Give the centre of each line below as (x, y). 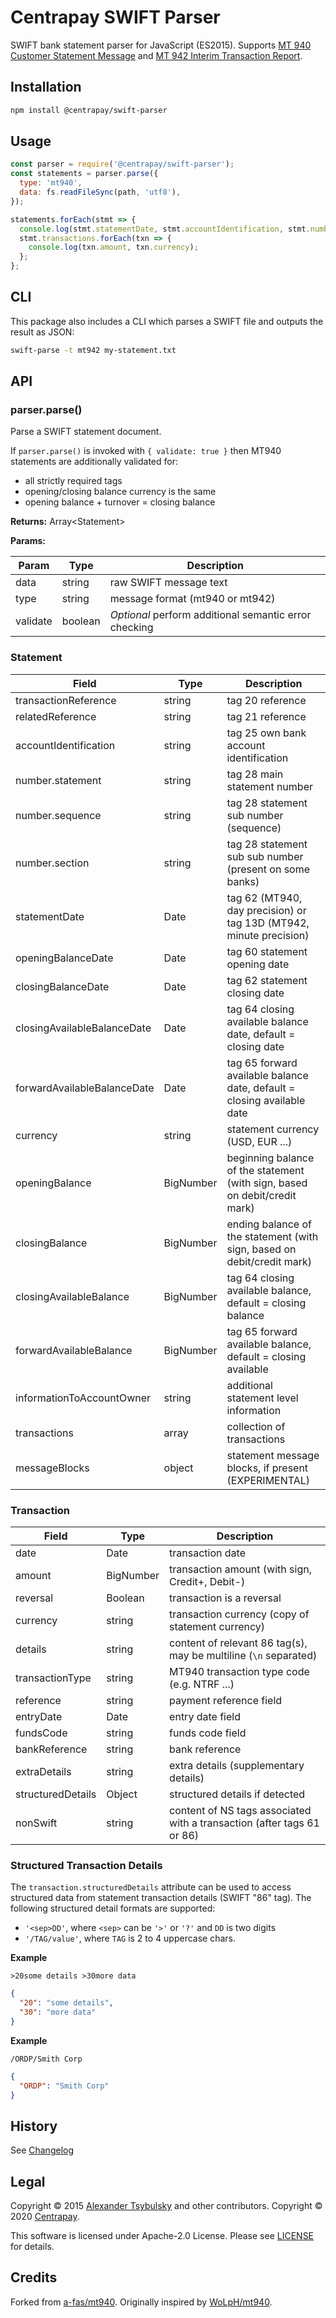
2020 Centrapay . (45, 2217)
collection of (256, 1426)
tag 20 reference (266, 700)
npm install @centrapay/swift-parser (89, 110)
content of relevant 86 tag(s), (238, 1643)
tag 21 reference (266, 716)
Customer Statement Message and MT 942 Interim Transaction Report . (156, 55)
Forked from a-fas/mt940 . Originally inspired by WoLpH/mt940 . (141, 2302)
